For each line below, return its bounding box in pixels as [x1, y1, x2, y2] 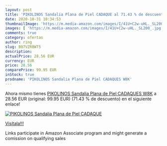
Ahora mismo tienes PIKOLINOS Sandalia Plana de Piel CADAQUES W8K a [5, 90, 157, 96]
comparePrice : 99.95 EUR [5, 68, 57, 73]
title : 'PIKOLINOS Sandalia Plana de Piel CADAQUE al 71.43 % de [5, 12, 143, 17]
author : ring [5, 40, 32, 45]
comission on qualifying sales [5, 135, 66, 141]
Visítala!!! [5, 120, 24, 126]
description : [5, 49, 32, 54]
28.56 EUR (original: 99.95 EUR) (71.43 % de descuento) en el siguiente [5, 96, 152, 102]
